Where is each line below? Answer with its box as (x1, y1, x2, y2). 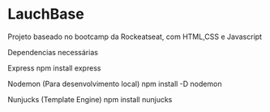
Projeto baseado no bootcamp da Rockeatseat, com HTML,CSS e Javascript (7, 32, 263, 41)
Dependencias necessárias (7, 47, 99, 57)
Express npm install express (7, 62, 101, 73)
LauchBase (7, 5, 84, 24)
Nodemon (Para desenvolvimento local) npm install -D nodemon (7, 79, 222, 88)
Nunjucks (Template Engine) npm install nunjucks (7, 94, 173, 104)
